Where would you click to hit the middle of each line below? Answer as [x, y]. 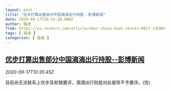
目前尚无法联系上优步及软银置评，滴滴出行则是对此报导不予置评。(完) [78, 82]
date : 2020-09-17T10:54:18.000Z [39, 19]
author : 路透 [18, 24]
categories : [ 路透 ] [27, 38]
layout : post [19, 10]
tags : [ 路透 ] [20, 33]
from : [11, 29]
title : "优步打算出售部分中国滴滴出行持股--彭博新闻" [55, 15]
